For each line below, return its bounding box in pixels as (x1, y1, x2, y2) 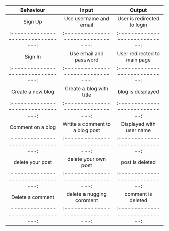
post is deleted (121, 159, 156, 165)
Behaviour (20, 7, 45, 13)
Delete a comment (11, 194, 54, 200)
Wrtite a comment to (62, 121, 111, 127)
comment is (124, 191, 152, 197)
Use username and (64, 15, 109, 22)
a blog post (73, 127, 100, 134)
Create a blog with (65, 85, 109, 92)
